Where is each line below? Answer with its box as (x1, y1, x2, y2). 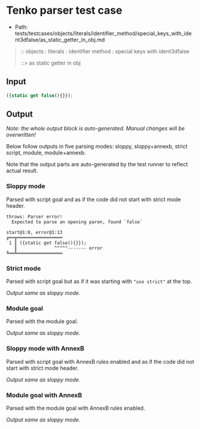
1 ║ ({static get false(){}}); (8, 240, 87, 246)
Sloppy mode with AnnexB (6, 345, 85, 353)
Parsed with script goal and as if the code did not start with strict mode (6, 196, 181, 203)
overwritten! (6, 131, 36, 138)
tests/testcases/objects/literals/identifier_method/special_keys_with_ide (14, 29, 192, 36)
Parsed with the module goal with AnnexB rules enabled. (6, 404, 145, 412)
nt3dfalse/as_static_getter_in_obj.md (14, 36, 105, 43)
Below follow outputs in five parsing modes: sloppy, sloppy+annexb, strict (6, 143, 188, 150)
